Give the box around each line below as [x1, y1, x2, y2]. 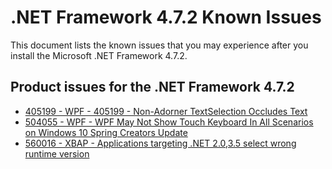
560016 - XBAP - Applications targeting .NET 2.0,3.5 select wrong [24, 137, 297, 149]
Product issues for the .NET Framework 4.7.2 [10, 79, 295, 96]
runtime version [24, 147, 90, 160]
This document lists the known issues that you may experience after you [10, 39, 309, 51]
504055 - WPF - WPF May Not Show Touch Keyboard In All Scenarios [24, 116, 314, 128]
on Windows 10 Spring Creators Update [24, 126, 188, 138]
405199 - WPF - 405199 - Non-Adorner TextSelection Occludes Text [24, 105, 308, 117]
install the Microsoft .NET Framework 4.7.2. [10, 49, 188, 61]
